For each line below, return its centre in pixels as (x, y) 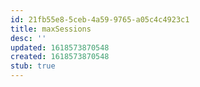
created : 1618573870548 (60, 57)
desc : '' (28, 38)
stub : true (33, 66)
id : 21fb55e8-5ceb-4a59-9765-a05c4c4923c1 (100, 19)
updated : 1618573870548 (60, 47)
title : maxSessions (51, 29)
